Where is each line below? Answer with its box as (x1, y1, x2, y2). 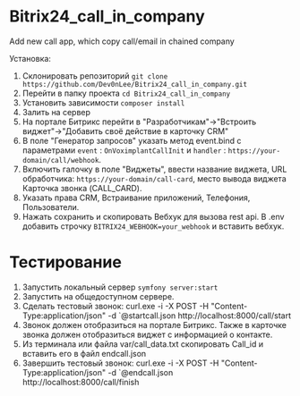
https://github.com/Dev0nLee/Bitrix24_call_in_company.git (21, 80, 248, 88)
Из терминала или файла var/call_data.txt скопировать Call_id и (21, 338, 264, 350)
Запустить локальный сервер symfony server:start (21, 282, 219, 292)
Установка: (9, 53, 52, 63)
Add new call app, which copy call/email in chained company (9, 36, 235, 46)
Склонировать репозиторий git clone (21, 70, 168, 81)
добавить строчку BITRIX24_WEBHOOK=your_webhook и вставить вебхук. (21, 221, 285, 232)
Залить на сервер (21, 106, 91, 117)
